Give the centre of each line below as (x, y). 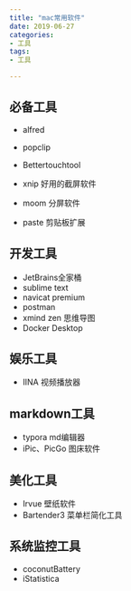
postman (39, 306)
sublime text (45, 287)
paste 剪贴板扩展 (54, 222)
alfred (33, 129)
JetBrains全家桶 (52, 277)
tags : (19, 52)
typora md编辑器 (54, 437)
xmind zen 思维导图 (59, 317)
